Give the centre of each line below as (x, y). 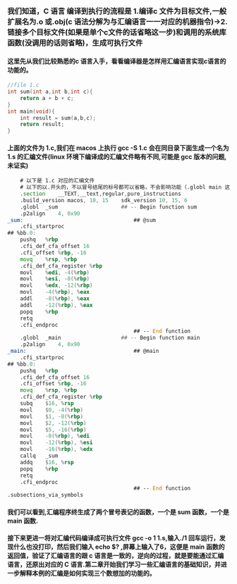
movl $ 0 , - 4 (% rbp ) (51, 410)
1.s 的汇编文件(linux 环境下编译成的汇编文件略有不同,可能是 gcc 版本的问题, (117, 156)
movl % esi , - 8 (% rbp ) (55, 279)
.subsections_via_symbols (45, 495)
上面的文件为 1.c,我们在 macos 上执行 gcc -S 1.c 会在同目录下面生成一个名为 (118, 148)
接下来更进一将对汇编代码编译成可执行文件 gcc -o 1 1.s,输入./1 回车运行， (114, 538)
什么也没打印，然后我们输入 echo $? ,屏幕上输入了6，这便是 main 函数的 (119, 547)
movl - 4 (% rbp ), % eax (55, 292)
